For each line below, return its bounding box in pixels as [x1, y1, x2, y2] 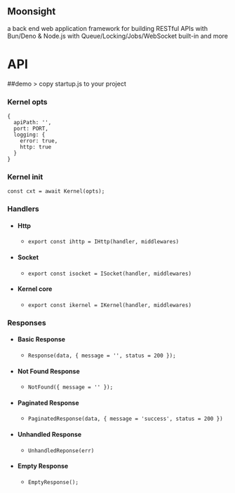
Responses [7, 318, 47, 327]
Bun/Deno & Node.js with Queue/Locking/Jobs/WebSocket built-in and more [7, 32, 229, 40]
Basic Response [17, 335, 65, 344]
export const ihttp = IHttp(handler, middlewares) [27, 238, 180, 245]
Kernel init [7, 172, 43, 182]
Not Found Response [17, 367, 80, 375]
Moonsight [7, 6, 56, 18]
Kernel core [17, 285, 53, 293]
